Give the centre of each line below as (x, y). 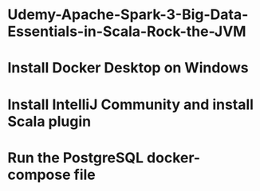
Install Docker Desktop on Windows (128, 68)
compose (39, 175)
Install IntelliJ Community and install (131, 104)
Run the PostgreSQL (76, 158)
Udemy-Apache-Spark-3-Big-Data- (128, 15)
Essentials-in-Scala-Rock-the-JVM (127, 31)
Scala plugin (49, 121)
